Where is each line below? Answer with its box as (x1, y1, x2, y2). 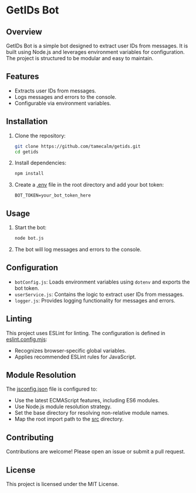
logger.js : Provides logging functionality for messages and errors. (14, 297, 176, 304)
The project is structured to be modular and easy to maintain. (6, 55, 154, 61)
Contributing (6, 432, 54, 442)
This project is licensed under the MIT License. (6, 481, 119, 487)
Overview (6, 27, 43, 37)
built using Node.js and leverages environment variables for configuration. (6, 49, 185, 56)
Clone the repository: (14, 132, 66, 139)
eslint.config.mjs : (6, 336, 48, 343)
